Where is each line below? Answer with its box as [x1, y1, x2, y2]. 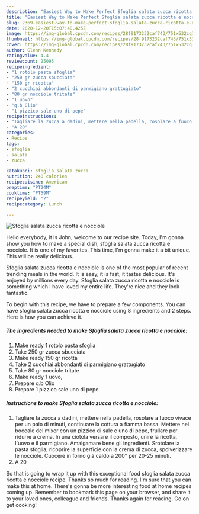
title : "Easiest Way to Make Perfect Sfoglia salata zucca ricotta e [6, 14, 182, 20]
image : [6, 31, 23, 37]
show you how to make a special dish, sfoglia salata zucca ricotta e [6, 240, 171, 248]
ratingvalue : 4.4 [6, 53, 49, 59]
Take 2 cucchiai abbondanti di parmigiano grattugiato [14, 361, 145, 368]
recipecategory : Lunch [6, 201, 62, 207]
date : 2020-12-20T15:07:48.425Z [6, 25, 86, 31]
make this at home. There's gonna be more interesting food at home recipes [6, 483, 192, 490]
